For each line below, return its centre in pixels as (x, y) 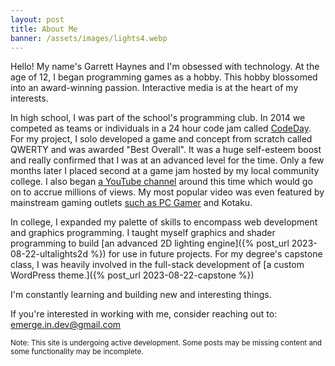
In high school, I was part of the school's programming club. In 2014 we (158, 118)
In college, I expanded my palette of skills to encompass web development (164, 222)
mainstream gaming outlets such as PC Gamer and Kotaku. (131, 203)
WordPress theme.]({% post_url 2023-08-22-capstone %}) (132, 275)
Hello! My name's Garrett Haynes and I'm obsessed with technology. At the (165, 67)
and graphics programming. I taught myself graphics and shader (143, 233)
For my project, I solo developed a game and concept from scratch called (161, 139)
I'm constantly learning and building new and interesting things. (141, 295)
